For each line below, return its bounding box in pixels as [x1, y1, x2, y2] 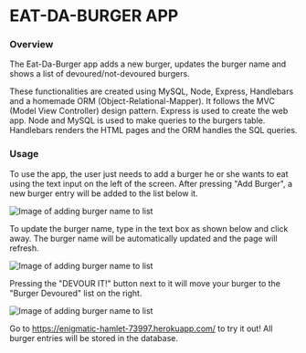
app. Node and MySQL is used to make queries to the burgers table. [9, 115, 266, 126]
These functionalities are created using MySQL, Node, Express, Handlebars [9, 86, 294, 97]
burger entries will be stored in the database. [9, 332, 178, 343]
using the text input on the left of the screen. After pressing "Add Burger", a [9, 178, 293, 189]
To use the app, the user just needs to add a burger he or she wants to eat [9, 168, 290, 179]
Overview [9, 38, 54, 51]
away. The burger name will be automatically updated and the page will [9, 233, 278, 244]
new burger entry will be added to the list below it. [9, 188, 198, 199]
